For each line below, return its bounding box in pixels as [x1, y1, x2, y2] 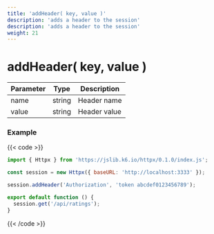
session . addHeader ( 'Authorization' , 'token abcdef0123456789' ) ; [7, 182, 196, 188]
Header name [77, 96, 122, 106]
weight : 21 [7, 29, 39, 37]
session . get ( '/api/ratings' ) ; [13, 200, 100, 207]
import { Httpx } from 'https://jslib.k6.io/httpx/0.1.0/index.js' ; [7, 157, 208, 164]
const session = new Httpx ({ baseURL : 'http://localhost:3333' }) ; [7, 169, 206, 176]
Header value [77, 107, 122, 117]
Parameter [10, 84, 46, 94]
